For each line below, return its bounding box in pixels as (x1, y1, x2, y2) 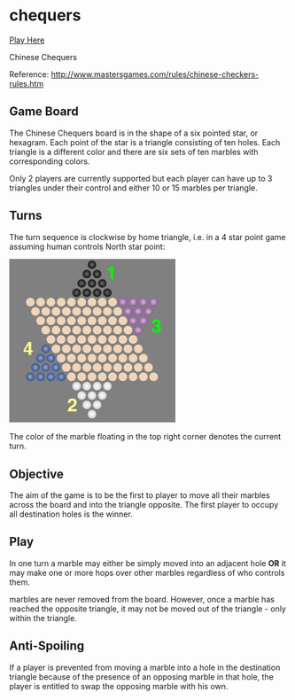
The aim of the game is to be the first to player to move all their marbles (9, 489, 270, 501)
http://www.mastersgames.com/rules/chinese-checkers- (50, 68, 260, 80)
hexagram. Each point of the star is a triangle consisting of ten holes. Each (9, 136, 281, 147)
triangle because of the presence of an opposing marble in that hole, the (9, 671, 275, 682)
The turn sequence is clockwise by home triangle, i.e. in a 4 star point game (9, 231, 286, 242)
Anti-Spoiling (9, 639, 85, 654)
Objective (9, 466, 65, 481)
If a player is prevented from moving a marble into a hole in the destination (9, 662, 281, 673)
